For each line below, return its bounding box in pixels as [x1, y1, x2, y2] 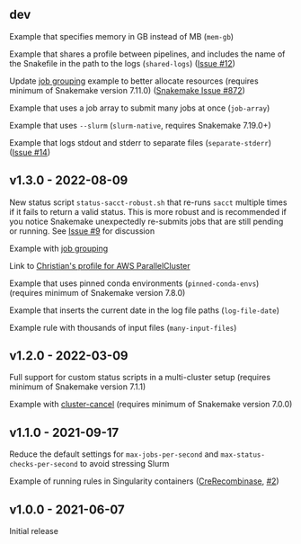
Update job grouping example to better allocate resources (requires [9, 76, 259, 86]
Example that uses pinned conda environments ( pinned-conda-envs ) [9, 278, 260, 289]
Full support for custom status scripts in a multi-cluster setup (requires [9, 372, 271, 383]
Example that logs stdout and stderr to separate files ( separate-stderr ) [9, 137, 272, 147]
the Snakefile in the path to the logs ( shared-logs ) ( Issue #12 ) [9, 58, 236, 68]
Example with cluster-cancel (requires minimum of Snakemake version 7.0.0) [9, 399, 293, 410]
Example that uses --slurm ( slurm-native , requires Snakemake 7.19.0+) [9, 120, 271, 130]
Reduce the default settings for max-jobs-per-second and [9, 449, 219, 459]
